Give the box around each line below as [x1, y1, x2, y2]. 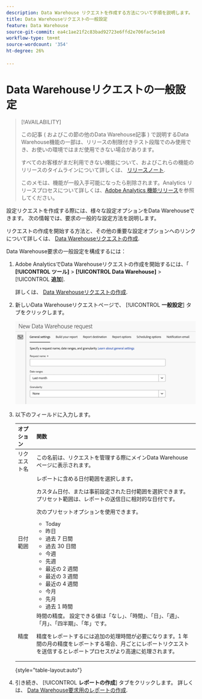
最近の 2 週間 [45, 565, 78, 572]
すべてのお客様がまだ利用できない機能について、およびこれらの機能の [20, 159, 194, 166]
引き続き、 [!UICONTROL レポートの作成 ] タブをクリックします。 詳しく [14, 679, 194, 686]
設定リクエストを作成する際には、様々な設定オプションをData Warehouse [6, 207, 190, 214]
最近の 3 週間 [45, 572, 78, 580]
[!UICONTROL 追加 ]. [14, 275, 66, 283]
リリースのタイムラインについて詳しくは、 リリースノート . [20, 166, 165, 173]
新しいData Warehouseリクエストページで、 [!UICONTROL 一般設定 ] [14, 301, 185, 308]
